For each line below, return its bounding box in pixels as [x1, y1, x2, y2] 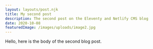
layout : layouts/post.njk [5, 7, 58, 12]
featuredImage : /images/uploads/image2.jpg [5, 25, 96, 30]
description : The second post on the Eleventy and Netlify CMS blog [5, 16, 149, 21]
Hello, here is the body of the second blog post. [5, 38, 102, 44]
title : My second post [5, 12, 52, 16]
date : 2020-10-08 [5, 20, 41, 26]
